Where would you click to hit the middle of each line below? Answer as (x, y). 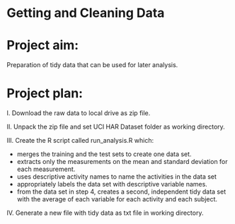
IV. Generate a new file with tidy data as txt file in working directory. (105, 213)
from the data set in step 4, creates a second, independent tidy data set (121, 191)
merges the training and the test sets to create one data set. (104, 154)
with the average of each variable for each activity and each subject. (117, 199)
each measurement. (46, 169)
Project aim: (43, 46)
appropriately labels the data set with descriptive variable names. (112, 184)
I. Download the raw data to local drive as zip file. (79, 113)
